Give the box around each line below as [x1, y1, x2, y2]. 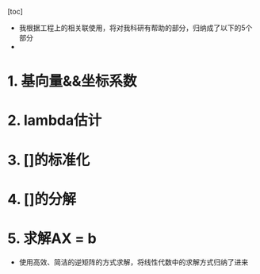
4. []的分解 [7, 190, 77, 208]
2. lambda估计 [7, 111, 102, 129]
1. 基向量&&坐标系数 [7, 72, 137, 91]
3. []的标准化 [7, 151, 90, 169]
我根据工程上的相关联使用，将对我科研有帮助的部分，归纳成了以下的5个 [18, 23, 253, 33]
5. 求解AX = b [7, 230, 97, 247]
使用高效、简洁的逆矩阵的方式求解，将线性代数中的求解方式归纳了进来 [18, 257, 249, 267]
